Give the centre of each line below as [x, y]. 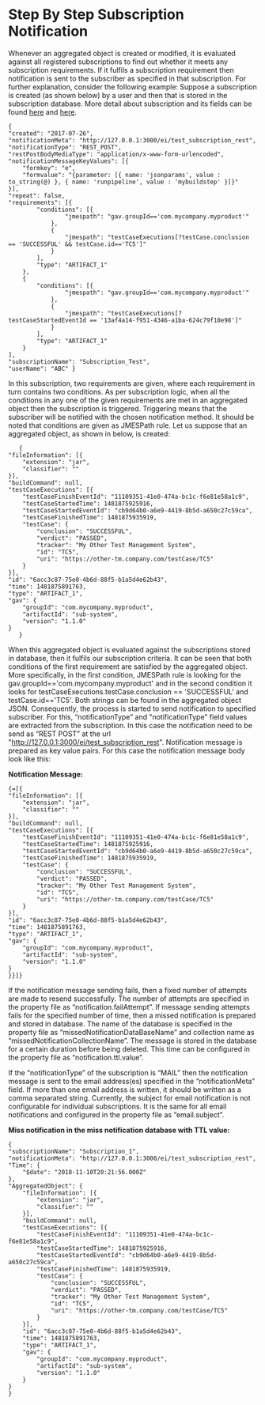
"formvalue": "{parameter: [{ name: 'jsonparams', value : [122, 175]
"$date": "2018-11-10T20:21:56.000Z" [85, 1172]
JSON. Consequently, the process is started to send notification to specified [132, 708]
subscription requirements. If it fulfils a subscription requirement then [121, 70]
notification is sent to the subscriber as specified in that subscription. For [127, 78]
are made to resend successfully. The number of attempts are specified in [129, 999]
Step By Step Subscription [96, 15]
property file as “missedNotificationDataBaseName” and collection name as [131, 1032]
